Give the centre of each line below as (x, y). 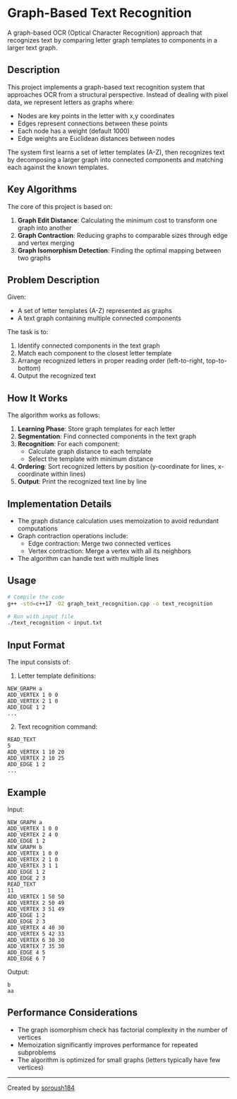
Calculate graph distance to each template (90, 452)
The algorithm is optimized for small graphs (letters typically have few (119, 1059)
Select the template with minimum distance (91, 459)
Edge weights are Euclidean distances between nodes (96, 138)
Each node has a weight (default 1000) (74, 131)
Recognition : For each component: (68, 444)
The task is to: (28, 332)
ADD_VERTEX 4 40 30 (36, 928)
